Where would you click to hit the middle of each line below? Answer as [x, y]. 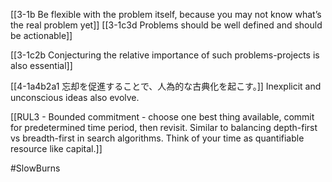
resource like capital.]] [56, 148]
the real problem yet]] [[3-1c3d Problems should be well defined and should [166, 25]
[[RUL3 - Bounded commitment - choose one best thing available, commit [162, 117]
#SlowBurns [35, 168]
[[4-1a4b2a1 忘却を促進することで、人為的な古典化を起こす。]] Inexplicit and [166, 86]
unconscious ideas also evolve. [75, 97]
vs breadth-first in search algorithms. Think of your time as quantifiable [157, 138]
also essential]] [41, 65]
